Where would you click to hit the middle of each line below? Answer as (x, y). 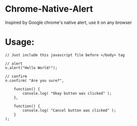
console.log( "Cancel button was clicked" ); (69, 110)
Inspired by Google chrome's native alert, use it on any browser (68, 22)
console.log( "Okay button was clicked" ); (67, 93)
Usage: (20, 42)
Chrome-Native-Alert (49, 9)
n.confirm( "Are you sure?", (34, 81)
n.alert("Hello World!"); (31, 68)
